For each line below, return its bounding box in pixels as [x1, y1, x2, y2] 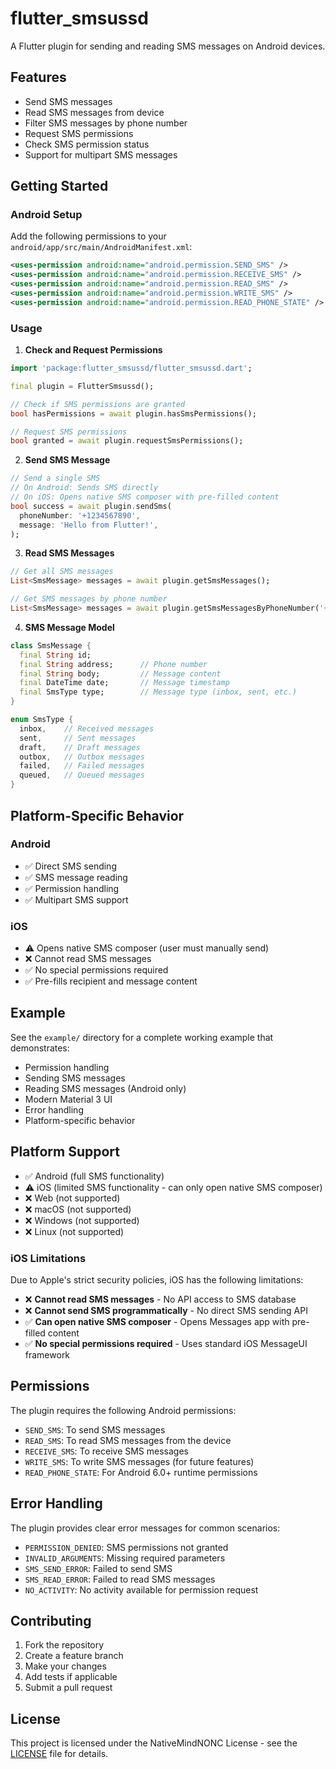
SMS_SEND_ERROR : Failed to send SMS [24, 1562, 173, 1574]
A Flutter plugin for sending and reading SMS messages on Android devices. [10, 40, 326, 52]
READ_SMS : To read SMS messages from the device [24, 1434, 232, 1446]
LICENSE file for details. [10, 1748, 109, 1760]
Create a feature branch [24, 1650, 124, 1662]
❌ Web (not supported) [24, 1192, 121, 1204]
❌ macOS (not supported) [24, 1203, 132, 1215]
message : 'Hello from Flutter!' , [19, 520, 159, 530]
